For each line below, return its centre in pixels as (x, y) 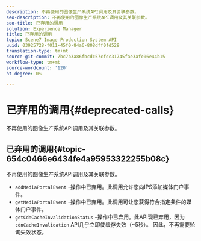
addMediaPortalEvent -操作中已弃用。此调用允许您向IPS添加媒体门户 (99, 187)
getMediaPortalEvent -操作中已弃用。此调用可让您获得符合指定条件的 (100, 202)
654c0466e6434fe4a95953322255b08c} (88, 159)
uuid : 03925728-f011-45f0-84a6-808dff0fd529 (63, 46)
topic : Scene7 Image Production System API (62, 40)
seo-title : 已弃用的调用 (35, 23)
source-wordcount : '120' (37, 68)
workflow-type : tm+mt (33, 62)
